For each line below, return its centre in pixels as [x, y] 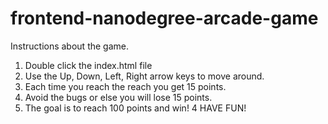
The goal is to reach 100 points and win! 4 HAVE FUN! [135, 108]
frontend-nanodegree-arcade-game [164, 18]
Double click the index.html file [88, 65]
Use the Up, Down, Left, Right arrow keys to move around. [144, 76]
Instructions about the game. [69, 46]
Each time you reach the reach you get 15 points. [125, 86]
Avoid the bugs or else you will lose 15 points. [118, 97]
